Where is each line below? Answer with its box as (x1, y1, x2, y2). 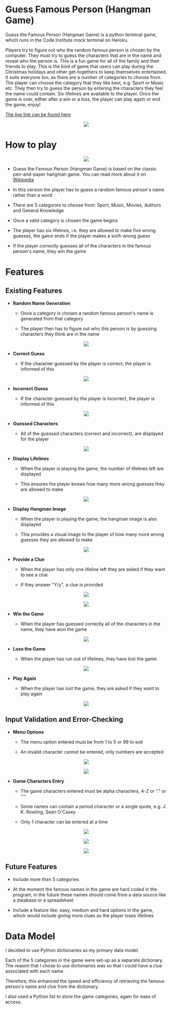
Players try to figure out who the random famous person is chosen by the (5, 47, 160, 53)
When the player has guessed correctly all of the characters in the (20, 620, 161, 627)
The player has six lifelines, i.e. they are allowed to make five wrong (12, 227, 156, 233)
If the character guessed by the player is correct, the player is (20, 360, 151, 367)
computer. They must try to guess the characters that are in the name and (5, 52, 162, 59)
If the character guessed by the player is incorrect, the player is (20, 395, 155, 402)
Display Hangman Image (12, 506, 66, 512)
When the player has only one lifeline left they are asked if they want (20, 566, 165, 572)
